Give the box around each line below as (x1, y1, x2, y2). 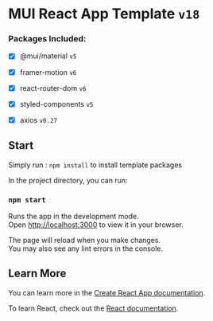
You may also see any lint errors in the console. (8, 244, 163, 253)
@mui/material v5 (19, 51, 77, 61)
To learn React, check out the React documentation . (8, 303, 179, 313)
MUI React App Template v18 (8, 5, 200, 23)
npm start (8, 195, 46, 204)
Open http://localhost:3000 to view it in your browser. (8, 220, 184, 229)
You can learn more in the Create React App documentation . (8, 288, 206, 297)
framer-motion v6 (19, 67, 77, 76)
